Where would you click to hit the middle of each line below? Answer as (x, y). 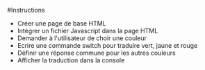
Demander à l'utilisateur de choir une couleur (82, 38)
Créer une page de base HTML (61, 23)
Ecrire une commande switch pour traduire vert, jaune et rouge (107, 45)
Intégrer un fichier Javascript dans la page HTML (88, 31)
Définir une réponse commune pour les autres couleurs (96, 53)
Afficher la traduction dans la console (71, 60)
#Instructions (26, 10)
